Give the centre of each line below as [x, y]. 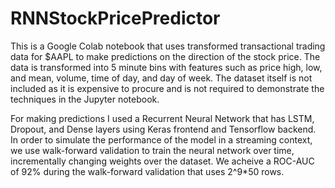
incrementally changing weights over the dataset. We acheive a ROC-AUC [162, 161]
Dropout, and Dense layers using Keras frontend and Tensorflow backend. [163, 129]
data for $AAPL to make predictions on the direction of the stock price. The [165, 56]
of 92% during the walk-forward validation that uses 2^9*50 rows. [147, 171]
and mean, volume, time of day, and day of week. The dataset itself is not [161, 78]
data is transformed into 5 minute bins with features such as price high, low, [166, 67]
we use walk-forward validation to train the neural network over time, [152, 150]
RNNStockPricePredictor [115, 18]
